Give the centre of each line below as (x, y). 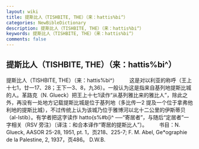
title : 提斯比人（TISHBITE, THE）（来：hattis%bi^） (67, 17)
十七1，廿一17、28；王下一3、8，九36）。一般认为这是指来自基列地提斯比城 (99, 87)
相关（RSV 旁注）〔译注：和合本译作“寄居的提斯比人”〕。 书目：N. (96, 125)
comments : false (26, 39)
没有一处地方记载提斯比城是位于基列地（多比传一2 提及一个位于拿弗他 (107, 102)
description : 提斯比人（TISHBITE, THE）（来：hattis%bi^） (75, 28)
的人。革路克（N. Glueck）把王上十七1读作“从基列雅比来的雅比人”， (89, 95)
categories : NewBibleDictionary (46, 23)
